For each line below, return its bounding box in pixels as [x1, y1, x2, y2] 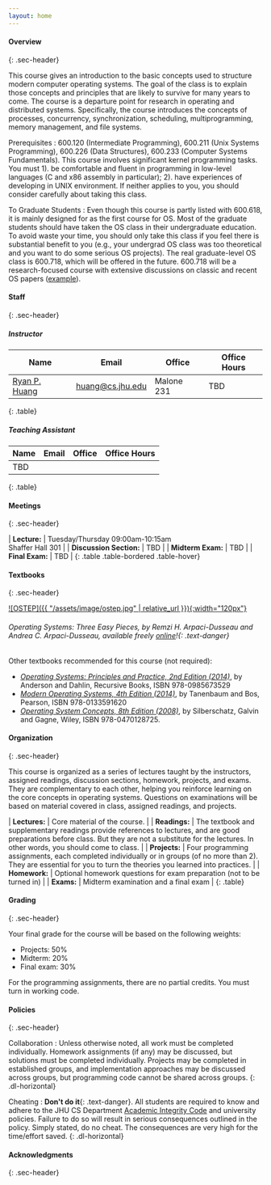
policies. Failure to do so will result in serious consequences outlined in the [8, 1114, 258, 1124]
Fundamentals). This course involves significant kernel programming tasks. [8, 154, 258, 164]
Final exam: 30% [19, 962, 77, 971]
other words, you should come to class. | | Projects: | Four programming [8, 842, 248, 852]
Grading [8, 895, 36, 905]
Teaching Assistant [8, 425, 76, 434]
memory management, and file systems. [8, 122, 143, 132]
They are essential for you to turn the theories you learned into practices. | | [8, 859, 261, 870]
